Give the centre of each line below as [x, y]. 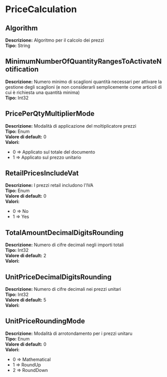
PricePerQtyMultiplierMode [50, 114]
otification [22, 69]
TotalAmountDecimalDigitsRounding [64, 232]
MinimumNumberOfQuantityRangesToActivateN [83, 62]
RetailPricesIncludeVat [42, 173]
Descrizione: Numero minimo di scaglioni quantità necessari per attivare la [84, 82]
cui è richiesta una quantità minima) [43, 92]
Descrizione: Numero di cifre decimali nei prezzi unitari [63, 289]
